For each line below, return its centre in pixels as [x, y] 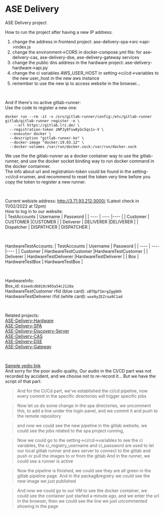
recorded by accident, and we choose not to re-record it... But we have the [80, 376]
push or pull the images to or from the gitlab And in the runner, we [83, 456]
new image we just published [47, 481]
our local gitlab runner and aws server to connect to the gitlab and [84, 451]
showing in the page [38, 506]
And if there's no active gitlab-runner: [43, 102]
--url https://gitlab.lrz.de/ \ [47, 125]
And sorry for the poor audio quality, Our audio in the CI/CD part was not [78, 371]
